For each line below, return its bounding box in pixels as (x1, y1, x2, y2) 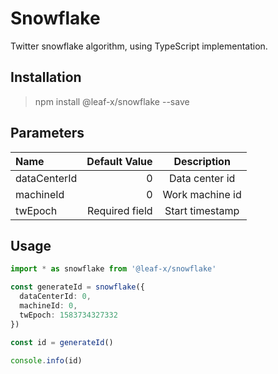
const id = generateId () (10, 337, 114, 347)
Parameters (10, 125, 85, 142)
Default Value (86, 154, 153, 168)
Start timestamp (164, 203, 240, 217)
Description (173, 154, 231, 168)
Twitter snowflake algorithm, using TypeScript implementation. (10, 40, 268, 52)
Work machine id (162, 187, 242, 201)
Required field (87, 203, 153, 217)
